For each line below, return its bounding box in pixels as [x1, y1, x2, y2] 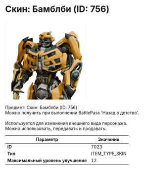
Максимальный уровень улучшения [7, 158, 87, 164]
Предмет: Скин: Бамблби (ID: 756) [5, 104, 78, 110]
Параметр [36, 136, 58, 142]
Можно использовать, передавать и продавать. [5, 125, 107, 131]
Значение [98, 136, 120, 142]
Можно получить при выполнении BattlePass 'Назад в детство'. [5, 110, 140, 115]
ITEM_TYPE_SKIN [91, 150, 127, 157]
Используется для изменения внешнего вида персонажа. [5, 120, 128, 126]
